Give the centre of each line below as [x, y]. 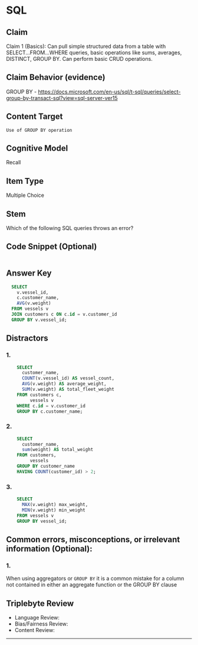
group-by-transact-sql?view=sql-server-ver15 [62, 98]
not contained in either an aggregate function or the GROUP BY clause [92, 585]
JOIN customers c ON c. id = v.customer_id [64, 315]
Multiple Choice [25, 195]
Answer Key [29, 273]
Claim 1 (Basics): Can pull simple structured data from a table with [86, 46]
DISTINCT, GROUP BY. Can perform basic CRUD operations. [80, 59]
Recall [14, 163]
